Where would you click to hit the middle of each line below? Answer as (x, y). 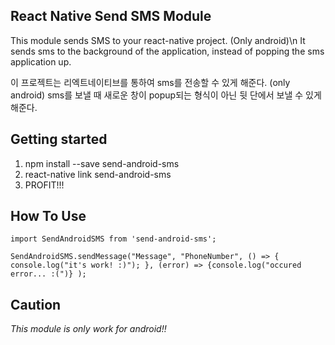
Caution (36, 304)
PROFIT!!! (44, 185)
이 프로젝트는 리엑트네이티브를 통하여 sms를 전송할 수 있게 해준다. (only (150, 82)
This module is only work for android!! (88, 329)
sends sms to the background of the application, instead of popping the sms (167, 51)
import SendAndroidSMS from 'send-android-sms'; (113, 239)
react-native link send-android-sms (98, 174)
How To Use (48, 216)
